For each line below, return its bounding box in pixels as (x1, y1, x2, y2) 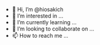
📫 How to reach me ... (12, 32, 68, 39)
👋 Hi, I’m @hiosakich (12, 6, 64, 13)
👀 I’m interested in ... (12, 12, 64, 19)
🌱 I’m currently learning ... (12, 19, 77, 26)
